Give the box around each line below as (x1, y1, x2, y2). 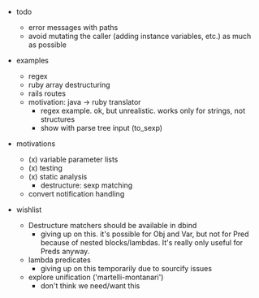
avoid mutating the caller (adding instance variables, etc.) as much (28, 32, 252, 41)
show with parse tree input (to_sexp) (40, 123, 163, 132)
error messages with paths (28, 23, 119, 32)
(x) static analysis (28, 172, 88, 181)
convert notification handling (28, 189, 125, 198)
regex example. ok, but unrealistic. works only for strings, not (40, 106, 246, 115)
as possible (28, 40, 67, 50)
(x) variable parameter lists (28, 154, 119, 164)
